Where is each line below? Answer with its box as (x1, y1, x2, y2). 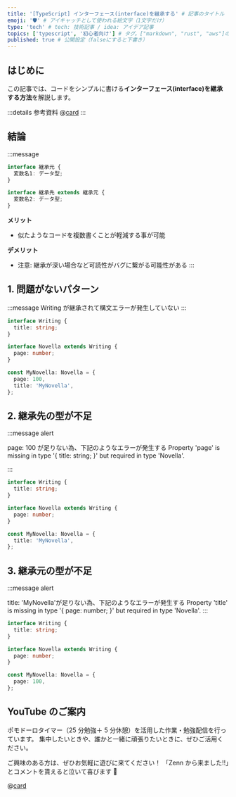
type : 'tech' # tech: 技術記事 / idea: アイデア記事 (7, 23, 155, 30)
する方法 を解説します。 (7, 93, 75, 101)
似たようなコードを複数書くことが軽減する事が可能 (17, 231, 166, 239)
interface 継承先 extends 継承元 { (7, 189, 105, 196)
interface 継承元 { (7, 163, 61, 170)
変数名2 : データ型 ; (13, 196, 63, 203)
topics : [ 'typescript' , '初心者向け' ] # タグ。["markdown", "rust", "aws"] (7, 30, 225, 37)
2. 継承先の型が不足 (7, 410, 93, 422)
